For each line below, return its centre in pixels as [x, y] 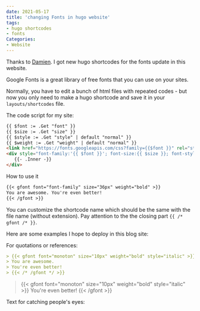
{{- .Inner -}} [33, 159]
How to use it [22, 176]
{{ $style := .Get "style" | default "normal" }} [69, 137]
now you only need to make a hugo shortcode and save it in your [86, 97]
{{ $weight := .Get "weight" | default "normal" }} [71, 143]
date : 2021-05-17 [28, 12]
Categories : [21, 39]
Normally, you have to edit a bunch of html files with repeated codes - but [97, 91]
